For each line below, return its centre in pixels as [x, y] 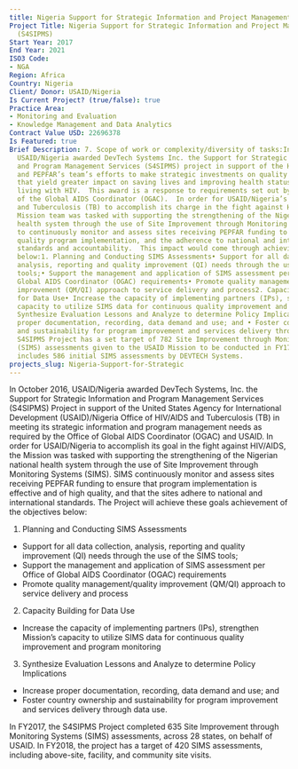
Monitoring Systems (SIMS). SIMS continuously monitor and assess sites [142, 474]
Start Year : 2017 [41, 42]
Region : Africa [37, 75]
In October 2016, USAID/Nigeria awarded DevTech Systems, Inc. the [134, 389]
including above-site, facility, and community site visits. [110, 755]
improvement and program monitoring [91, 647]
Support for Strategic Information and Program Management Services [137, 399]
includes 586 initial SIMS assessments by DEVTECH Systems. [130, 356]
